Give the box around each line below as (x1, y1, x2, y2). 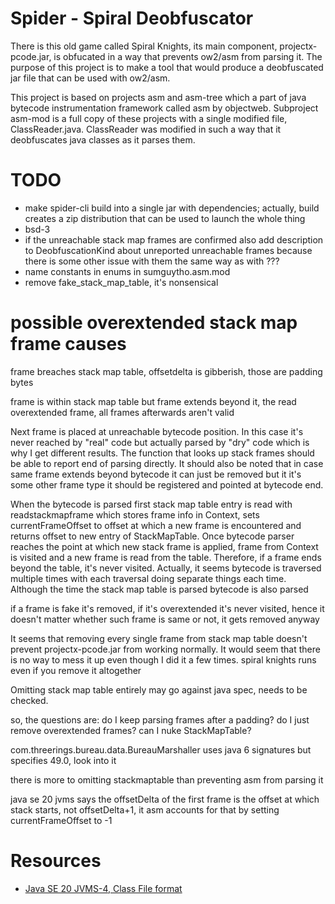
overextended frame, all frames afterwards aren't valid (10, 406, 235, 418)
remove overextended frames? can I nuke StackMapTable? (10, 724, 252, 736)
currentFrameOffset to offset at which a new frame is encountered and (10, 519, 302, 531)
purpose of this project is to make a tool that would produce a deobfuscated (10, 61, 324, 73)
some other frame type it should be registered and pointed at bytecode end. (10, 478, 324, 491)
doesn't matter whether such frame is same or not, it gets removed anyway (10, 613, 320, 625)
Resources (10, 850, 102, 872)
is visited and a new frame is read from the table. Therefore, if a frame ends (10, 551, 322, 563)
